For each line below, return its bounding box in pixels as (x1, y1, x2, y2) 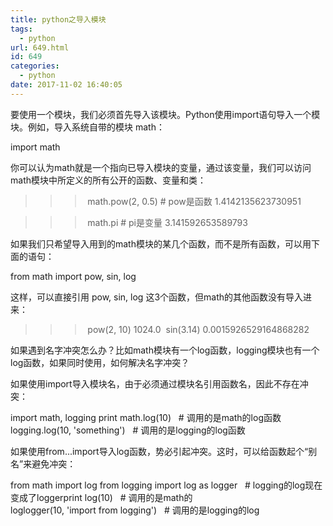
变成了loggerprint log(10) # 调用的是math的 (10, 491, 193, 503)
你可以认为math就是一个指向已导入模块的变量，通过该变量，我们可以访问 (10, 161, 312, 173)
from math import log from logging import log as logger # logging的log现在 (10, 479, 323, 491)
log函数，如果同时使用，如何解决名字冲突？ (10, 356, 190, 368)
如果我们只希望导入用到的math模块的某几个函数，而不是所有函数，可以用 (10, 237, 312, 250)
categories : (10, 61, 60, 71)
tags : (10, 24, 33, 34)
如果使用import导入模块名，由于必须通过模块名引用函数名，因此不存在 (10, 377, 300, 390)
